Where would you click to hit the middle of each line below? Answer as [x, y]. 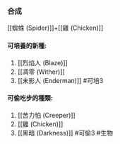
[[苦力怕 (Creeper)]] [46, 115]
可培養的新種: [27, 45]
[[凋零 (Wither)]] [41, 72]
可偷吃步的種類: [30, 98]
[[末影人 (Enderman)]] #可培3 [60, 80]
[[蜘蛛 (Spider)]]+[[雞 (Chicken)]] [55, 28]
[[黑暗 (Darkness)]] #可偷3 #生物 [65, 133]
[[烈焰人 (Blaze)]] [43, 62]
